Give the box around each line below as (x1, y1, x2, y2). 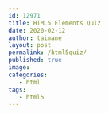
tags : (8, 85, 26, 94)
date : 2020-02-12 (8, 26, 66, 34)
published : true (8, 56, 62, 64)
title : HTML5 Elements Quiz (8, 19, 102, 27)
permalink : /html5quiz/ (8, 49, 88, 56)
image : (8, 64, 30, 72)
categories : (8, 71, 48, 79)
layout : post (8, 41, 52, 49)
